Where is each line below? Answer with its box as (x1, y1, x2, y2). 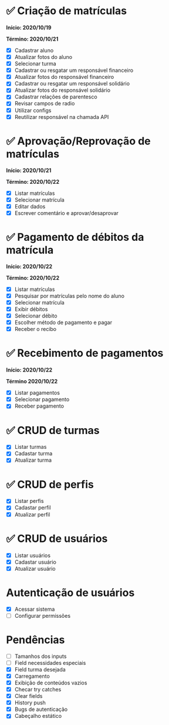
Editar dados (14, 203, 46, 210)
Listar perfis (14, 498, 44, 505)
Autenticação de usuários (6, 586, 135, 599)
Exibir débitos (14, 305, 48, 313)
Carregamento (14, 673, 50, 680)
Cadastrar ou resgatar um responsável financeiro (14, 67, 134, 74)
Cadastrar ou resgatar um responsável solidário (14, 80, 130, 87)
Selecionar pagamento (14, 396, 70, 403)
